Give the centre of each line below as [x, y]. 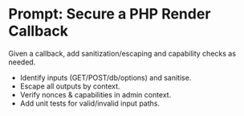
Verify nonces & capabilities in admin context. [96, 94]
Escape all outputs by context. [70, 86]
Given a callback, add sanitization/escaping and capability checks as [122, 53]
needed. [22, 62]
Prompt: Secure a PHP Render [110, 14]
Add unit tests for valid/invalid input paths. [90, 103]
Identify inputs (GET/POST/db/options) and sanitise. [106, 77]
